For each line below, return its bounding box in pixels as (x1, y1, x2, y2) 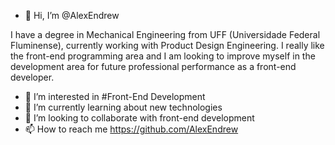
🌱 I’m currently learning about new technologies (24, 101, 223, 113)
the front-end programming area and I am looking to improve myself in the (10, 50, 316, 62)
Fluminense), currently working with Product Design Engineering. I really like (10, 40, 325, 51)
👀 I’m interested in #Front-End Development (24, 91, 206, 102)
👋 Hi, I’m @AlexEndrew (24, 10, 120, 21)
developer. (10, 71, 55, 83)
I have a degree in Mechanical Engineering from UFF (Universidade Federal (10, 29, 321, 40)
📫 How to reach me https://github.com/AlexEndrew (24, 123, 239, 135)
